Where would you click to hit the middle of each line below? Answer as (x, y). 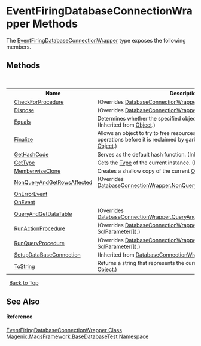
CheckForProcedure (39, 102)
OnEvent (25, 202)
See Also (23, 301)
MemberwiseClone (37, 171)
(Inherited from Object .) (126, 125)
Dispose (24, 110)
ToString (25, 266)
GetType (25, 163)
